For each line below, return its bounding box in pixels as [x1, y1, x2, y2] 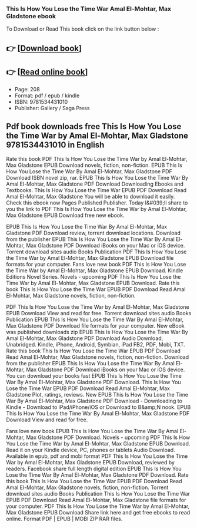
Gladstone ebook [6, 12, 56, 20]
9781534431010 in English [6, 140, 105, 150]
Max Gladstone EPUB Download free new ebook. [6, 212, 125, 219]
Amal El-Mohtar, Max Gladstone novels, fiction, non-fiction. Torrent [6, 484, 169, 491]
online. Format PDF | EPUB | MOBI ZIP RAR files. [6, 515, 123, 523]
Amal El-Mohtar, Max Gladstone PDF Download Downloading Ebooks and [6, 180, 184, 187]
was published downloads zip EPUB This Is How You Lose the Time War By [6, 329, 188, 336]
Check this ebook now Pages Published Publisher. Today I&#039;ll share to [6, 199, 188, 206]
